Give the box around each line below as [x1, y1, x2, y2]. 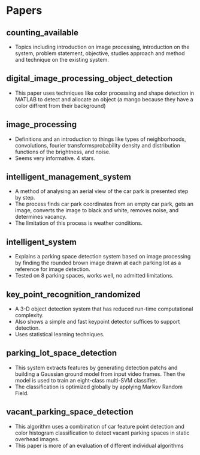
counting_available [6, 28, 79, 38]
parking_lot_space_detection [6, 348, 117, 358]
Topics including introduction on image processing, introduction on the [14, 43, 190, 50]
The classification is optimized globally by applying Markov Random [14, 383, 183, 390]
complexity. [14, 312, 44, 319]
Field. [14, 389, 29, 396]
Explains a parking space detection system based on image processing [14, 253, 191, 260]
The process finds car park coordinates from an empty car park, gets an [14, 200, 193, 207]
